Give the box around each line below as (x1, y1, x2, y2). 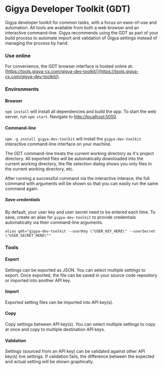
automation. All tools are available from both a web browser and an (5, 24, 140, 30)
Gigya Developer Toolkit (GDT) (5, 3, 130, 15)
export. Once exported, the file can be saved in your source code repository (5, 272, 158, 278)
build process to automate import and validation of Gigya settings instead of (5, 35, 157, 41)
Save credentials (5, 197, 40, 203)
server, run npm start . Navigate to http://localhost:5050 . (5, 114, 118, 120)
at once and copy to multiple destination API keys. (5, 327, 106, 333)
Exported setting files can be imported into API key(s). (5, 299, 113, 305)
